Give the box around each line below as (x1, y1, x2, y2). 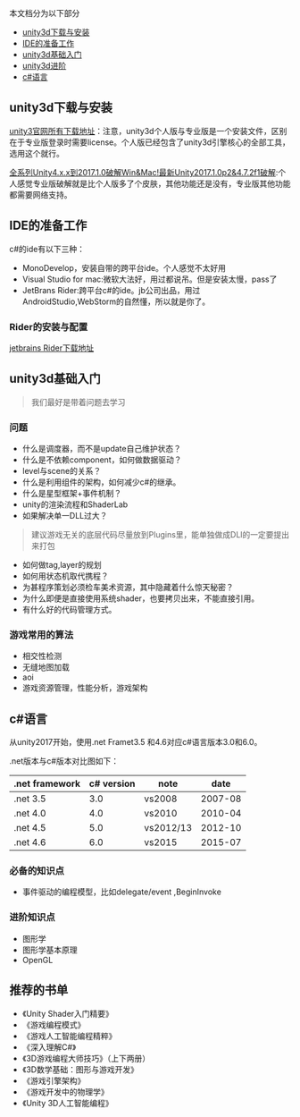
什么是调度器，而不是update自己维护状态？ (21, 444, 181, 454)
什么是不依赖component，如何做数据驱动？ (21, 454, 182, 465)
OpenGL (21, 954, 54, 965)
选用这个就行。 (9, 148, 64, 158)
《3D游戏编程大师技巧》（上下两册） (21, 1053, 150, 1063)
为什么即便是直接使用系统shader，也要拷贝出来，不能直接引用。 (21, 593, 260, 604)
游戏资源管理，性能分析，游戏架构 (21, 682, 148, 693)
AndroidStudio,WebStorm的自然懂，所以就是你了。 (21, 296, 211, 307)
